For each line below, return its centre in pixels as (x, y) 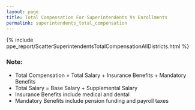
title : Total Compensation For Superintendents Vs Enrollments (87, 17)
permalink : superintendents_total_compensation (67, 23)
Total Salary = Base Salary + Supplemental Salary (76, 88)
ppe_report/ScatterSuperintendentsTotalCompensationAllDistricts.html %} (98, 46)
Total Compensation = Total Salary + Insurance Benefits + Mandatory (100, 75)
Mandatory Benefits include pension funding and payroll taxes (92, 100)
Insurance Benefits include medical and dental (72, 94)
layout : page (22, 12)
